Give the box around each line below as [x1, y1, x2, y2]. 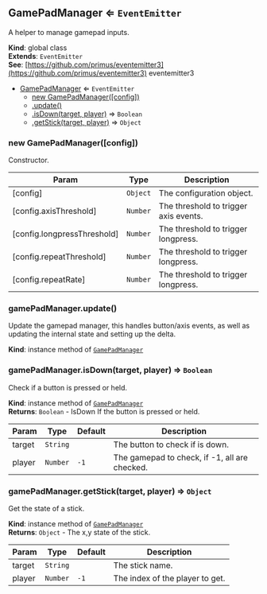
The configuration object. [158, 188, 253, 199]
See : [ [8, 60, 28, 69]
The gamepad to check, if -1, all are [113, 452, 249, 463]
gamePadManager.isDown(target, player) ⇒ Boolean [8, 365, 213, 376]
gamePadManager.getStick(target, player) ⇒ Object [8, 485, 212, 496]
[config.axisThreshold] [12, 206, 97, 217]
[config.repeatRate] [12, 274, 86, 285]
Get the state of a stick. [8, 504, 85, 513]
